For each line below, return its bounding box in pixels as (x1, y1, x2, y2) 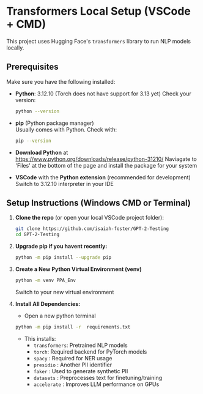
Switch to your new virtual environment (15, 288, 114, 295)
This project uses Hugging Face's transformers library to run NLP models (6, 37, 191, 45)
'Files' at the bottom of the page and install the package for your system (15, 162, 197, 169)
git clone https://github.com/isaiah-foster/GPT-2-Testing (15, 226, 169, 232)
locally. (6, 44, 24, 51)
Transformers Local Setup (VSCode (6, 4, 191, 18)
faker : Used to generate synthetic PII (33, 367, 128, 374)
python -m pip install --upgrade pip (15, 255, 112, 261)
